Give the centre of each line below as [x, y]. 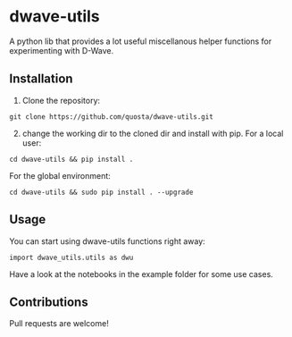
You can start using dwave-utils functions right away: [107, 241]
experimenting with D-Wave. [62, 50]
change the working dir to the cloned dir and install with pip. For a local [153, 133]
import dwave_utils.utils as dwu [71, 257]
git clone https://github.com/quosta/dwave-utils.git [112, 117]
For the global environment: [60, 175]
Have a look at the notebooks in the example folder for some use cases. [142, 274]
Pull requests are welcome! [59, 324]
